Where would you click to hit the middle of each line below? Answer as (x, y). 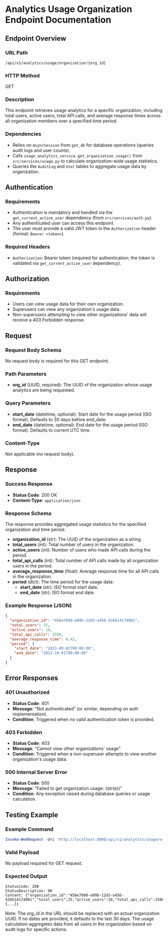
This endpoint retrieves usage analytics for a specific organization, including (84, 110)
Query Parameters (28, 403)
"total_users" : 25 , (30, 625)
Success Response (29, 484)
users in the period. (32, 566)
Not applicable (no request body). (40, 454)
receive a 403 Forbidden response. (48, 320)
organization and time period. (35, 529)
